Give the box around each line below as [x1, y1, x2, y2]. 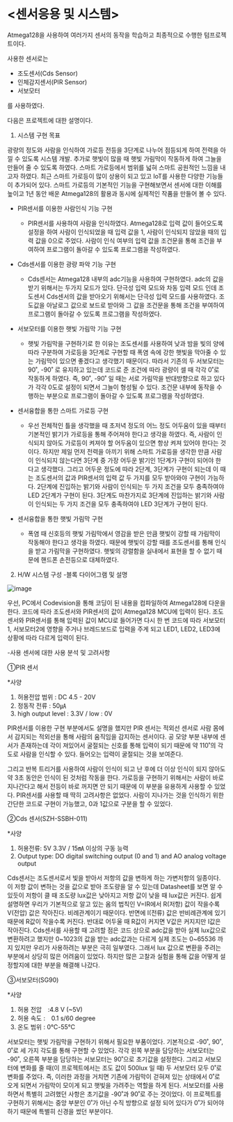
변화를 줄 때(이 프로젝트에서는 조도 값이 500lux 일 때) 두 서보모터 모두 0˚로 [19, 1063, 223, 1072]
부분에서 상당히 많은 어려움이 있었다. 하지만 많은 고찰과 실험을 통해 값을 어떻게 [7, 952, 219, 960]
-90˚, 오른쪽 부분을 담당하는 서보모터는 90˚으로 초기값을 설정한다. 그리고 [7, 1054, 204, 1063]
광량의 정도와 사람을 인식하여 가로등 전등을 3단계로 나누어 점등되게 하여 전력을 [7, 146, 219, 154]
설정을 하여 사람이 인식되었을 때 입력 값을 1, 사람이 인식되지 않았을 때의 [27, 227, 220, 236]
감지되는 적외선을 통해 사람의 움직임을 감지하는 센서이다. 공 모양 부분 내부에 [14, 732, 219, 741]
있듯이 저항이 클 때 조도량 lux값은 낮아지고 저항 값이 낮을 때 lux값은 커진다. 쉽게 [7, 890, 223, 900]
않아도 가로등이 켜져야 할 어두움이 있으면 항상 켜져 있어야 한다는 [46, 439, 219, 447]
